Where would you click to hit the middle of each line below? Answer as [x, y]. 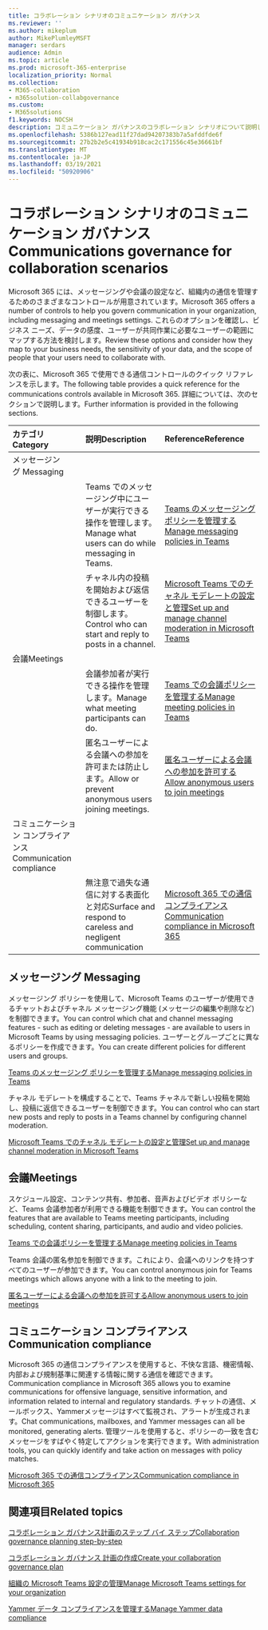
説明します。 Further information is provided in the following [140, 404]
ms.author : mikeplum [43, 30]
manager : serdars [37, 46]
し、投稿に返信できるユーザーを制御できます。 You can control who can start [134, 1108]
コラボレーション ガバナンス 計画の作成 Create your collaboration [115, 1558]
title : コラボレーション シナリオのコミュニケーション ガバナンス [104, 16]
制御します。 [109, 613]
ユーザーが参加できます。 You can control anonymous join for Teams [141, 1269]
